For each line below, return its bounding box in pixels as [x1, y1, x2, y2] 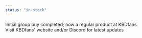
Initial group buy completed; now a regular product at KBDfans [5, 21, 137, 27]
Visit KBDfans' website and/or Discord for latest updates [5, 26, 124, 33]
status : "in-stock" [5, 7, 47, 13]
